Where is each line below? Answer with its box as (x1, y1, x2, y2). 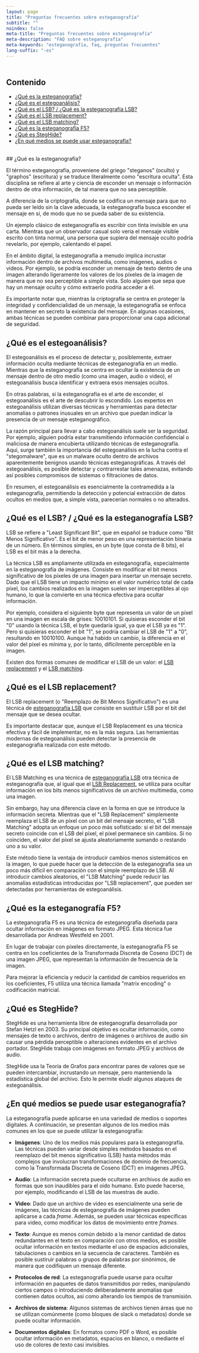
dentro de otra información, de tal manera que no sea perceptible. (6, 186, 168, 193)
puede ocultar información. (14, 1317, 81, 1324)
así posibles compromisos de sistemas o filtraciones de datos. (6, 471, 159, 478)
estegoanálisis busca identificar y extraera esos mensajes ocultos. (6, 379, 169, 386)
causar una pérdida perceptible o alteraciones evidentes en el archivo (6, 1038, 177, 1046)
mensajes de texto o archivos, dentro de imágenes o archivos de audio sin (6, 1032, 188, 1040)
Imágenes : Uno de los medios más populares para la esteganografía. (14, 1139, 184, 1146)
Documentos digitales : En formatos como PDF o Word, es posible (14, 1328, 177, 1335)
